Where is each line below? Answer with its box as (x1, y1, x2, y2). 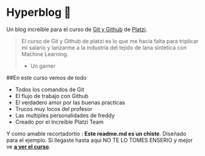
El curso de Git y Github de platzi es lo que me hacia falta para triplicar (21, 37, 199, 44)
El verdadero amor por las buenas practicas (15, 99, 125, 106)
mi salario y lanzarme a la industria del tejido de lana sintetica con (21, 44, 187, 51)
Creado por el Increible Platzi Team (15, 118, 104, 126)
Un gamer (30, 62, 56, 69)
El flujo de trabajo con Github (15, 92, 88, 99)
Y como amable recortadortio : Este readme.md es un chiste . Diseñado (6, 130, 187, 137)
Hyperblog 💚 (6, 5, 71, 19)
